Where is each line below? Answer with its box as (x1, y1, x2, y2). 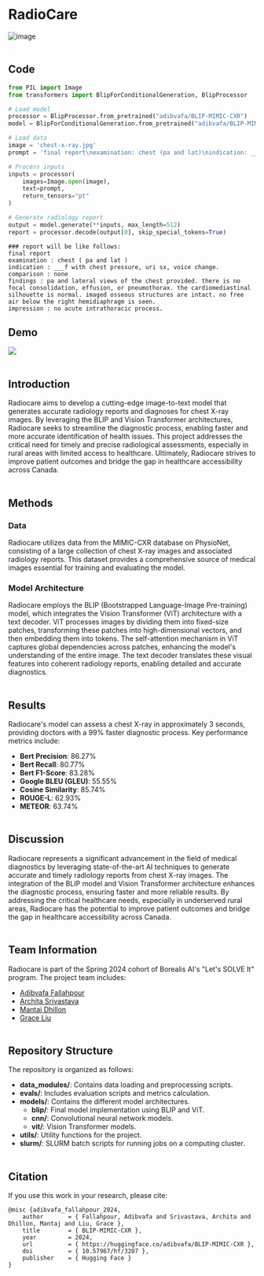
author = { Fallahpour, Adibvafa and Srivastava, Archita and (22, 1213, 251, 1221)
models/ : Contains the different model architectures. (19, 1097, 190, 1107)
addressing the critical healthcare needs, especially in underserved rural (8, 895, 243, 904)
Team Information (8, 943, 97, 957)
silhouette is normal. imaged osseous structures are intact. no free (8, 290, 244, 298)
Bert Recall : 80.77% (19, 760, 86, 769)
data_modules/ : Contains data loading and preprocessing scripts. (19, 1080, 233, 1089)
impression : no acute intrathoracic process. (8, 305, 163, 313)
